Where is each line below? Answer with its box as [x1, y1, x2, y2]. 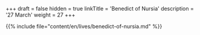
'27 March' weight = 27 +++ [5, 11, 76, 18]
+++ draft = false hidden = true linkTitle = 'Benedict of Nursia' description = [5, 5, 194, 12]
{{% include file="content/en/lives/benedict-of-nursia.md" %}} [5, 23, 163, 30]
